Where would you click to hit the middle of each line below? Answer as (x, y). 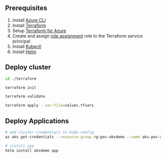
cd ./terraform (21, 79)
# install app (20, 146)
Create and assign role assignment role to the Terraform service (77, 36)
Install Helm (24, 52)
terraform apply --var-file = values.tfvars (49, 105)
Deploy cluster (28, 67)
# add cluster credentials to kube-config (49, 132)
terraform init (21, 88)
